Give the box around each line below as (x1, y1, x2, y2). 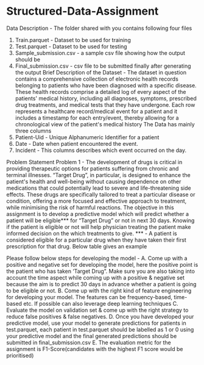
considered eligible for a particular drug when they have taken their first (6, 236, 187, 244)
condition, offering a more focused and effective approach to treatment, (6, 197, 187, 204)
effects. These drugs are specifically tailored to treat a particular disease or (6, 190, 195, 198)
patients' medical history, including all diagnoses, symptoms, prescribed (15, 95, 197, 102)
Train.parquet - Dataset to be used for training (15, 36, 131, 43)
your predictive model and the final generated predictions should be (6, 332, 177, 339)
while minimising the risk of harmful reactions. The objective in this (6, 203, 175, 211)
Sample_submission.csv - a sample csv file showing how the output (15, 49, 186, 56)
